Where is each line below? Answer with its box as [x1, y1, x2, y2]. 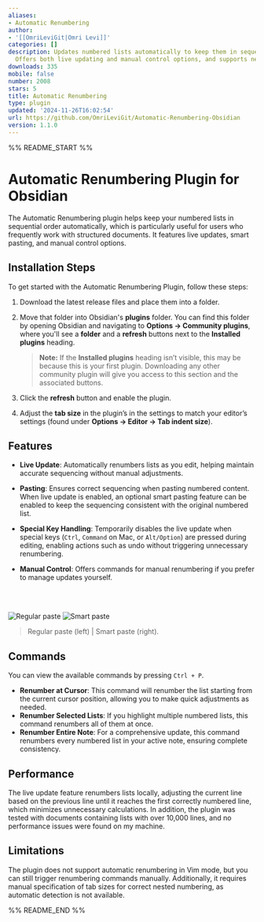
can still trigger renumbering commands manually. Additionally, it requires [8, 873, 247, 883]
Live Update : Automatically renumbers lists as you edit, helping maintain [19, 460, 255, 470]
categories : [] [8, 41, 58, 49]
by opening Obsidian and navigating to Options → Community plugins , [19, 320, 251, 330]
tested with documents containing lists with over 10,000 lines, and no [8, 813, 232, 822]
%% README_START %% [8, 142, 93, 152]
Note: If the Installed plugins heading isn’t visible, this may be [38, 352, 241, 362]
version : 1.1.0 [8, 121, 58, 129]
